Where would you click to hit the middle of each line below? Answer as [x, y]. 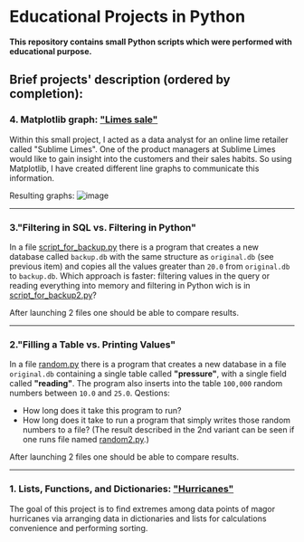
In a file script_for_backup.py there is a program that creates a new [134, 247]
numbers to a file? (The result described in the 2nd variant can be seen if [158, 430]
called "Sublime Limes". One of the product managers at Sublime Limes [142, 149]
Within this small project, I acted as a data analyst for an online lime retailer [149, 139]
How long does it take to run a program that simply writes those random [157, 420]
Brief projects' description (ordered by [120, 80]
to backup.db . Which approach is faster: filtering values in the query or [140, 276]
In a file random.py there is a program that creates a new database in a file [148, 365]
